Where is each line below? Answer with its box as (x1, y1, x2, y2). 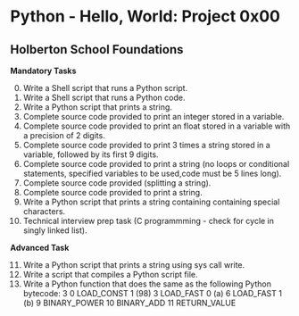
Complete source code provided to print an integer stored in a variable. (22, 112, 285, 121)
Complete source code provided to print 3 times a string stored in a (22, 140, 270, 150)
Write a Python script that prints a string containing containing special (22, 196, 280, 207)
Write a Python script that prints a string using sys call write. (22, 260, 245, 270)
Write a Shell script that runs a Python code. (22, 92, 186, 103)
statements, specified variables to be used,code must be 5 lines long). (22, 168, 282, 179)
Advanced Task (10, 243, 70, 253)
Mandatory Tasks (10, 65, 77, 76)
